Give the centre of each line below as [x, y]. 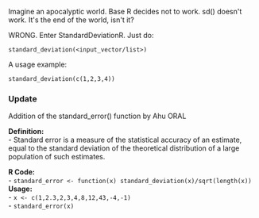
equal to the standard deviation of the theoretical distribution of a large [124, 148]
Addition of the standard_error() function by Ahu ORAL [97, 116]
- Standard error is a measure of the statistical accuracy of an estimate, [125, 140]
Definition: [26, 132]
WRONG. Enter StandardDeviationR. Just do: [81, 35]
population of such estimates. [57, 157]
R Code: [22, 172]
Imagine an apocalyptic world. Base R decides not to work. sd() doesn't [125, 11]
